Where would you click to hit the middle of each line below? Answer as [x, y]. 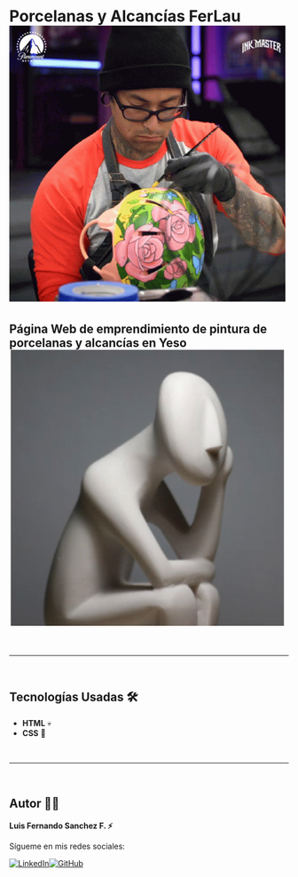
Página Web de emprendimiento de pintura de [138, 329]
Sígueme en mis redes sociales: [67, 846]
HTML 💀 [36, 723]
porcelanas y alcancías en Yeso [98, 343]
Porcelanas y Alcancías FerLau [125, 16]
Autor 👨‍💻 [35, 804]
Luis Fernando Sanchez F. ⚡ [61, 826]
